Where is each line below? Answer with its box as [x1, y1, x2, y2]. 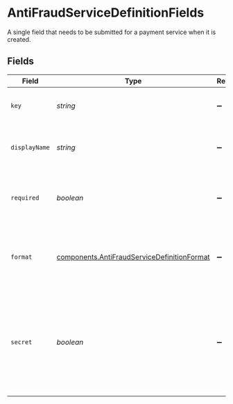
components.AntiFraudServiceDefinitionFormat [56, 252, 210, 261]
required [10, 193, 40, 202]
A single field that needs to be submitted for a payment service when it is [7, 28, 216, 36]
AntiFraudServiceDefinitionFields [7, 5, 205, 21]
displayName [10, 143, 51, 151]
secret [10, 338, 33, 346]
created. [7, 35, 31, 43]
